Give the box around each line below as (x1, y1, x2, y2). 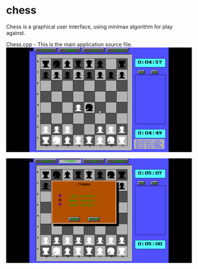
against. (6, 29, 25, 36)
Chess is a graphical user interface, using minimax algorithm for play (6, 23, 173, 30)
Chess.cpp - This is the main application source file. (6, 41, 133, 48)
